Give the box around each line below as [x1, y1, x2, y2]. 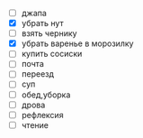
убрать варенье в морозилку [21, 38, 134, 49]
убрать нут [21, 18, 64, 29]
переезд [21, 69, 55, 79]
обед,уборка [21, 89, 71, 100]
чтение [21, 119, 49, 130]
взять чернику [21, 28, 77, 39]
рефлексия [21, 109, 64, 120]
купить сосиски [21, 49, 83, 60]
